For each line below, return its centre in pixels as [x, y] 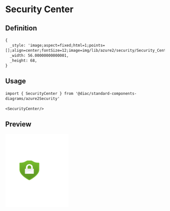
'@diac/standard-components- [106, 93]
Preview [18, 125]
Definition [21, 28]
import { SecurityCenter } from [39, 93]
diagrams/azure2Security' [32, 98]
